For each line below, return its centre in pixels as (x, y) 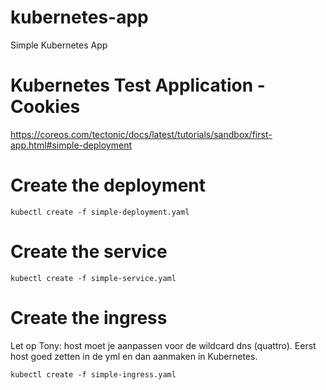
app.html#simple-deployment (71, 145)
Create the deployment (108, 185)
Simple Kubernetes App (59, 45)
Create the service (89, 252)
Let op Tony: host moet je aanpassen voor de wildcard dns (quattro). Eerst (163, 345)
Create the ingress (89, 317)
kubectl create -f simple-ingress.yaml (93, 374)
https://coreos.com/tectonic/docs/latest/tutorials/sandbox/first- (141, 134)
